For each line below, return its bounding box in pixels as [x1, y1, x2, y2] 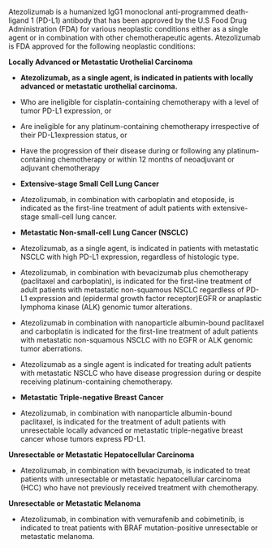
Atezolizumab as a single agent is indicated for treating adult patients [19, 360, 252, 369]
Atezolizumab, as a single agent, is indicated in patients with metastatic [19, 244, 259, 252]
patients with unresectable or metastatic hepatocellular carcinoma [19, 474, 242, 484]
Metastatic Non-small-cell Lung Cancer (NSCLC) [19, 227, 188, 237]
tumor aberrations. [19, 344, 83, 353]
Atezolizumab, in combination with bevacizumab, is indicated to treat [19, 466, 251, 475]
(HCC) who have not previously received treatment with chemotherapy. [19, 483, 259, 492]
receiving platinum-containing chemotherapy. [19, 377, 173, 386]
